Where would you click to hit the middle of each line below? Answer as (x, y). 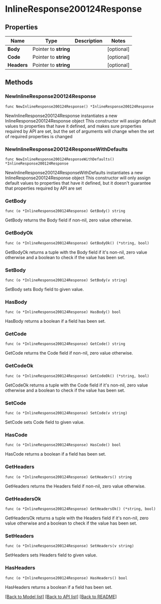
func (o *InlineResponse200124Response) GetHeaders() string (69, 477)
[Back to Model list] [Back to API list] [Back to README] (61, 597)
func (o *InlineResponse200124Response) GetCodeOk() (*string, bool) (77, 376)
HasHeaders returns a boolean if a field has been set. (59, 587)
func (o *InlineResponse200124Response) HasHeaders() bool (66, 578)
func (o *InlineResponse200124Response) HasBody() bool (63, 312)
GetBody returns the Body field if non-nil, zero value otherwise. (69, 220)
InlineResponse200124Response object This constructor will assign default (80, 121)
